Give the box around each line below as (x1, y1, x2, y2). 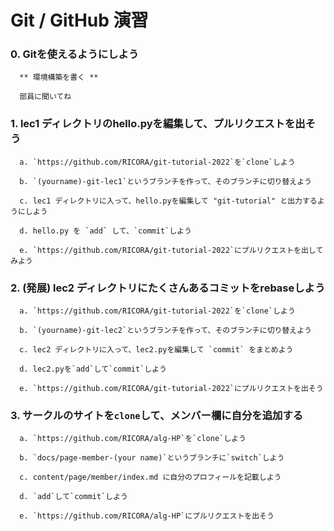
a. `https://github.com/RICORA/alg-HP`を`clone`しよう (19, 434, 247, 444)
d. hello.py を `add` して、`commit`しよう (19, 226, 192, 236)
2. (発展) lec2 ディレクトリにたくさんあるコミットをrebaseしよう (10, 281, 326, 295)
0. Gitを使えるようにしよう (10, 47, 140, 61)
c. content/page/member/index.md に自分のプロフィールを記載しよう (19, 472, 282, 483)
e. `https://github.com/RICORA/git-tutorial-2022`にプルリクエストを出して (19, 245, 324, 255)
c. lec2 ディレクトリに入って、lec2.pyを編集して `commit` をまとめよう (19, 345, 294, 355)
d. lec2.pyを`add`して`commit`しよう (19, 364, 167, 375)
